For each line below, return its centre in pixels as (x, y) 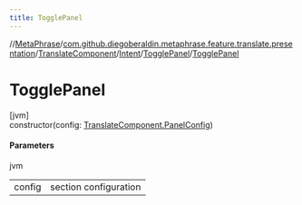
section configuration (95, 187)
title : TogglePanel (46, 18)
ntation (23, 53)
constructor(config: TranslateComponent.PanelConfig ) (111, 124)
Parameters (32, 145)
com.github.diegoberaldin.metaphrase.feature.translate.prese (178, 44)
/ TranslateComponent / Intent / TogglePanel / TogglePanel (137, 53)
